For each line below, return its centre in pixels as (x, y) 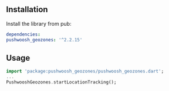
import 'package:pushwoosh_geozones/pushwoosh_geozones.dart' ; (85, 71)
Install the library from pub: (39, 23)
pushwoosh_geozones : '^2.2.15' (44, 40)
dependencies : (23, 34)
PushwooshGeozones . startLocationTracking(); (61, 82)
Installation (27, 10)
